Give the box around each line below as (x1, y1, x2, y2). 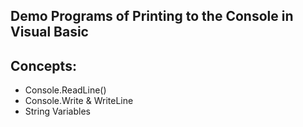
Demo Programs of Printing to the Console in (10, 8, 294, 25)
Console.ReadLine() (24, 84, 107, 96)
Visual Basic (10, 24, 89, 41)
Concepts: (10, 57, 77, 74)
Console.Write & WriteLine (24, 95, 134, 107)
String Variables (24, 105, 91, 118)
